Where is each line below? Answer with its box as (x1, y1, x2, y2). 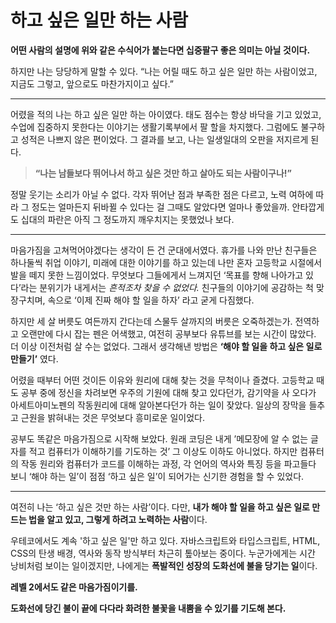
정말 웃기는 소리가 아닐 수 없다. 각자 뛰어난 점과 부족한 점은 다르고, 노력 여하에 (10, 188, 314, 200)
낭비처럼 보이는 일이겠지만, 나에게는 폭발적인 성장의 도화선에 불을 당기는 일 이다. (10, 559, 318, 571)
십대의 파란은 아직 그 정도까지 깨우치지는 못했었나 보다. (20, 213, 235, 225)
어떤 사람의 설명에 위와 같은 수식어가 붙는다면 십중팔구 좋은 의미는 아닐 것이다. (10, 44, 311, 56)
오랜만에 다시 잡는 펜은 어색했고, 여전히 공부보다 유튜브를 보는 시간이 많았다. (20, 327, 317, 340)
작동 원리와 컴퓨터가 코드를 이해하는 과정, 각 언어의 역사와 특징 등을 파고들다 (20, 457, 317, 470)
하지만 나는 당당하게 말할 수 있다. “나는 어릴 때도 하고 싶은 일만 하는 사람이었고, (10, 65, 318, 77)
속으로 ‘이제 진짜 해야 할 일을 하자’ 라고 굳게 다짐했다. (47, 294, 255, 306)
